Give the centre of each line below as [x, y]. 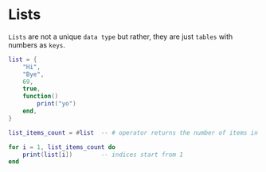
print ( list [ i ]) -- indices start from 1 [103, 155]
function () [41, 97]
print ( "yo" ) [57, 104]
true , [32, 89]
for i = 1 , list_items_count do [62, 147]
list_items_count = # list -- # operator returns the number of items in [133, 132]
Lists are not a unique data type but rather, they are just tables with [121, 36]
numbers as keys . [37, 44]
